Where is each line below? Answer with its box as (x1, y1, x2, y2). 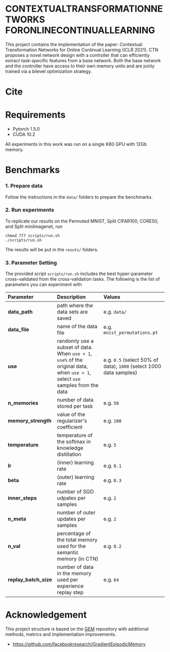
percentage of (57, 530, 91, 537)
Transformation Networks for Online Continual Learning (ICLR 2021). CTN (5, 47, 158, 53)
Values (103, 293, 120, 300)
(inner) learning (57, 459, 94, 466)
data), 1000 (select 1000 (103, 363, 161, 370)
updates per (57, 515, 86, 522)
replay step (57, 589, 83, 596)
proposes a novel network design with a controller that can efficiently (5, 52, 150, 58)
